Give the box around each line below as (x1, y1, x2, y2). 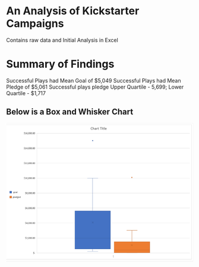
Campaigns (6, 17, 64, 30)
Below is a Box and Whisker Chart (6, 107, 134, 117)
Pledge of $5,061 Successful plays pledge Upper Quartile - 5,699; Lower (6, 83, 184, 90)
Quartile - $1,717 (6, 89, 46, 96)
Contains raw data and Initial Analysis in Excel (6, 36, 119, 43)
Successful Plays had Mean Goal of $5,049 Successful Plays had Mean (6, 77, 181, 84)
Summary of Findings (6, 58, 115, 71)
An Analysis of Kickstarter (6, 4, 140, 18)
